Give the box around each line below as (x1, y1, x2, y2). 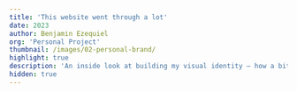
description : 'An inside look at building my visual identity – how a (9, 62, 275, 71)
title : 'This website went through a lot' (9, 12, 168, 22)
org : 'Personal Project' (9, 37, 101, 46)
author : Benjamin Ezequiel (9, 29, 109, 38)
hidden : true (9, 70, 57, 79)
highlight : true (9, 53, 69, 62)
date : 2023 (9, 21, 49, 30)
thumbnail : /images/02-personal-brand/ (9, 46, 156, 54)
